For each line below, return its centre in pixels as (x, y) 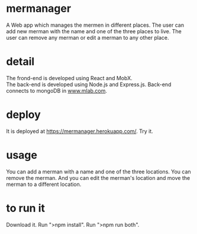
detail (20, 62)
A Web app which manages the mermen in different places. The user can (95, 25)
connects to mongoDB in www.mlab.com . (57, 90)
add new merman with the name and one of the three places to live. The (94, 31)
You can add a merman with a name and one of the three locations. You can (98, 172)
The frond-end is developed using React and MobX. (69, 78)
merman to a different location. (44, 184)
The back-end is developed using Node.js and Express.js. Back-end (89, 84)
